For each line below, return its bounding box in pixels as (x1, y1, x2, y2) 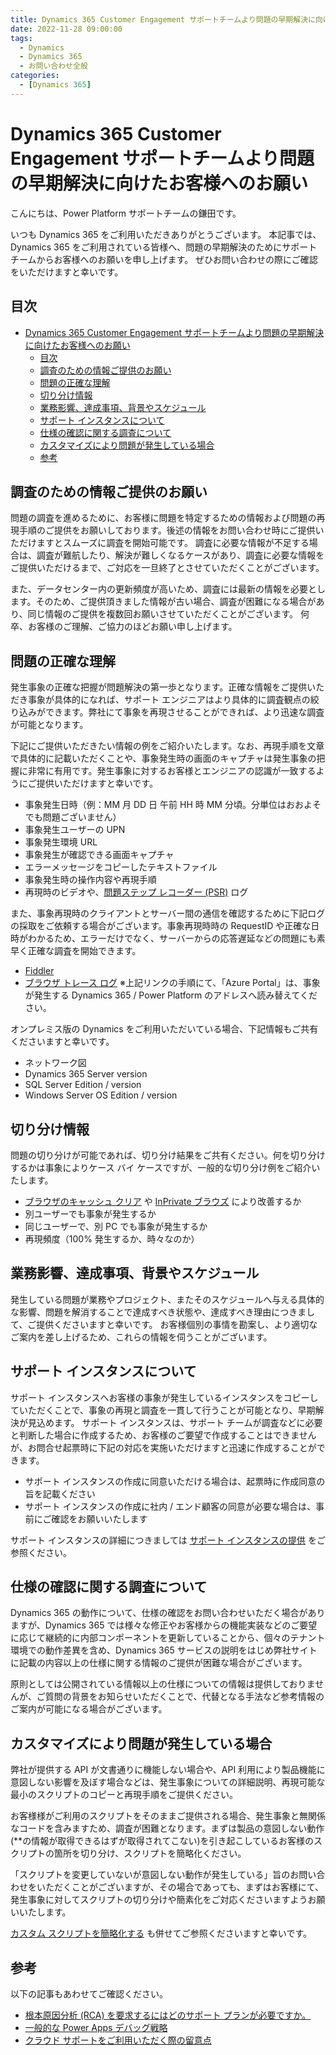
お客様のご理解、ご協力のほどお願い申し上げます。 (27, 621, 238, 633)
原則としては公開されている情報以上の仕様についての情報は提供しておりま (10, 1678, 316, 1690)
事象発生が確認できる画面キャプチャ (24, 849, 175, 861)
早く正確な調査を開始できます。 (10, 945, 142, 957)
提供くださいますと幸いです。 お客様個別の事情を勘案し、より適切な (36, 1318, 318, 1330)
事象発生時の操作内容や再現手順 (24, 874, 157, 886)
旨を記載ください (24, 1487, 96, 1500)
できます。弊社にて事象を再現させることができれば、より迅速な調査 (44, 706, 325, 718)
